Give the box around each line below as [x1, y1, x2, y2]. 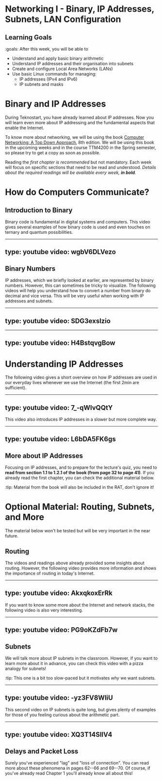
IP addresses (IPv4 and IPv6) [19, 76, 78, 82]
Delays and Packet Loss [5, 747, 79, 755]
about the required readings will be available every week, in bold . [5, 169, 136, 175]
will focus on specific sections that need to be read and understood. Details [5, 164, 156, 170]
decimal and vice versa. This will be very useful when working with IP [5, 293, 144, 299]
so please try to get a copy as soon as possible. [5, 149, 100, 155]
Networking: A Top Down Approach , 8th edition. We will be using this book [5, 139, 154, 145]
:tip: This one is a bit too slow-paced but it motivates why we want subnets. [5, 675, 156, 681]
